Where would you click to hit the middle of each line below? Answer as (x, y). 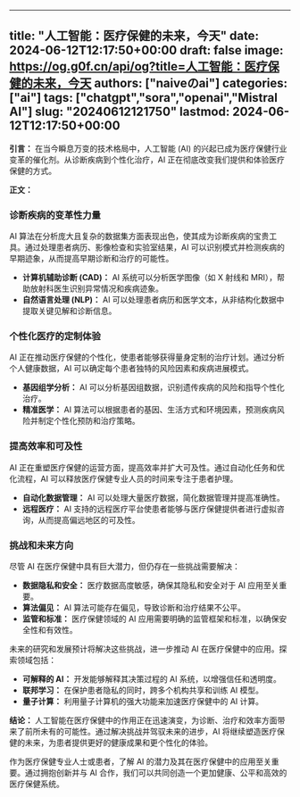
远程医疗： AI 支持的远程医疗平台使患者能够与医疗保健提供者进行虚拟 (150, 509)
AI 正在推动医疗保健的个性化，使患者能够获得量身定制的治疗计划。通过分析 (147, 357)
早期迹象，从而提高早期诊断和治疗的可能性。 (92, 259)
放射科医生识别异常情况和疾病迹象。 (96, 289)
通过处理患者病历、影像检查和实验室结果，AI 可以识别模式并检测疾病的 (155, 247)
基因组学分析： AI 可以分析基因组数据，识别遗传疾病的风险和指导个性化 (154, 387)
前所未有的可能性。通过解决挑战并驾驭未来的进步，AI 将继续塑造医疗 (151, 731)
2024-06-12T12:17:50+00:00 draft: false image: (146, 50)
